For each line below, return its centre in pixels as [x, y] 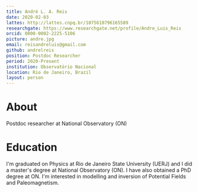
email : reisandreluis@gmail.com [46, 45]
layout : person [25, 78]
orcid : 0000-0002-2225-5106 [41, 34]
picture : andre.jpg [30, 39]
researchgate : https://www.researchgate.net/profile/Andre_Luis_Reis [94, 28]
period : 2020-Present [33, 61]
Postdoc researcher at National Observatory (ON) [67, 124]
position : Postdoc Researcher [44, 56]
